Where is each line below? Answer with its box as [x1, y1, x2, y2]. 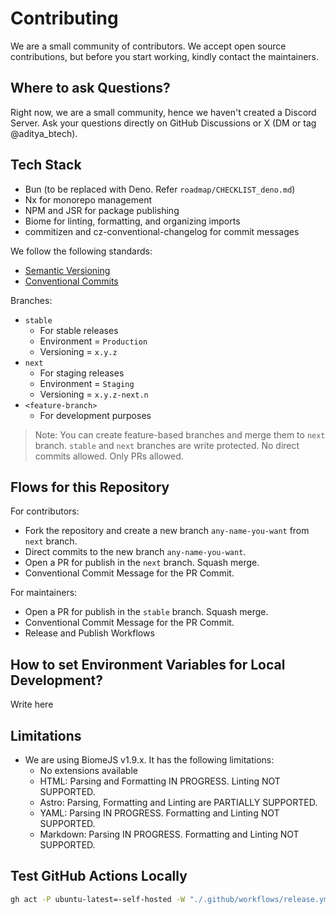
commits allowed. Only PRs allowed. [34, 450, 184, 462]
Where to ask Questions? [10, 80, 171, 97]
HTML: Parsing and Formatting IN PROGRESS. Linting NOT [39, 775, 281, 787]
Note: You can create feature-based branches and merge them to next [34, 428, 326, 441]
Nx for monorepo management [24, 193, 153, 206]
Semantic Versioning [24, 264, 111, 276]
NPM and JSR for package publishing [24, 204, 180, 216]
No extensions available [39, 765, 138, 776]
